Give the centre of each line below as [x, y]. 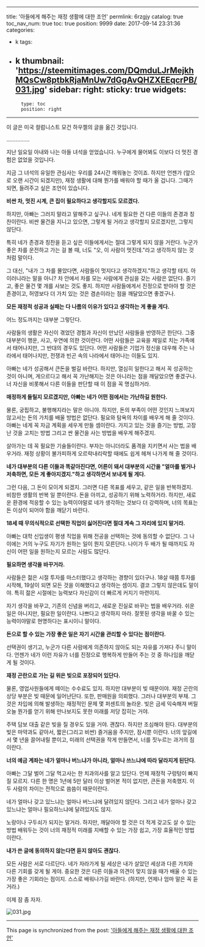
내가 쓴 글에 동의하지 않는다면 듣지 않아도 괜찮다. [63, 850]
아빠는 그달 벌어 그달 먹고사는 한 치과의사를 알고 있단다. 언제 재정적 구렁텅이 [97, 773]
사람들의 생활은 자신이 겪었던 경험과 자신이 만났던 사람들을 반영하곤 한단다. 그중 [101, 332]
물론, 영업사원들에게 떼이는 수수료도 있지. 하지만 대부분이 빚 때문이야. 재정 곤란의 [102, 688]
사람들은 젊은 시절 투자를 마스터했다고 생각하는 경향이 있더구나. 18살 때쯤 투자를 [101, 577]
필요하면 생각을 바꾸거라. [36, 564]
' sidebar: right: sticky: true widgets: [115, 90]
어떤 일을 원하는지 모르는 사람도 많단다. [64, 551]
